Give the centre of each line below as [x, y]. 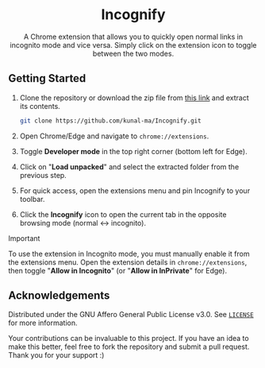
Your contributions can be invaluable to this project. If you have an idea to [129, 339]
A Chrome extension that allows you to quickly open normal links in [133, 37]
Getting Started [47, 78]
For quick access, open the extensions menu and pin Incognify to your [135, 190]
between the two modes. [133, 53]
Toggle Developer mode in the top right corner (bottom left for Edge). [133, 151]
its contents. [40, 106]
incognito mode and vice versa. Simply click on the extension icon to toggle [133, 45]
